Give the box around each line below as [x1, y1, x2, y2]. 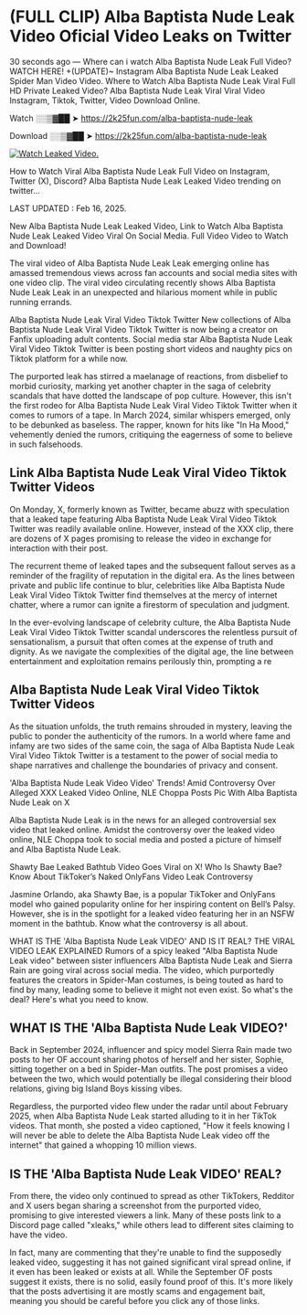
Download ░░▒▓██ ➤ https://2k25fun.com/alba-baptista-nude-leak [9, 130, 268, 141]
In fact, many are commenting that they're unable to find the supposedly [9, 1247, 281, 1258]
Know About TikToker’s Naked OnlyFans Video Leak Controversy [9, 871, 254, 882]
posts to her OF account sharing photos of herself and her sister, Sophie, [9, 1054, 284, 1066]
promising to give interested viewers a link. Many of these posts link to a [9, 1210, 281, 1221]
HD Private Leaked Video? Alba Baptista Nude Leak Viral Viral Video [9, 85, 266, 96]
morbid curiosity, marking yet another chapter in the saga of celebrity [9, 380, 271, 391]
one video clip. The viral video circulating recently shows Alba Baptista [9, 277, 276, 288]
